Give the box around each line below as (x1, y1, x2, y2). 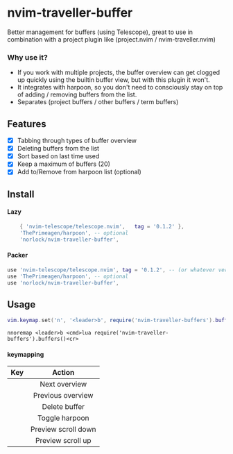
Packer (7, 251, 28, 260)
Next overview (40, 380, 87, 389)
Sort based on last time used (17, 152, 100, 160)
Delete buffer (42, 402, 85, 412)
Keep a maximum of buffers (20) (17, 160, 111, 168)
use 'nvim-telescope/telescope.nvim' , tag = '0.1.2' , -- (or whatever (7, 266, 216, 274)
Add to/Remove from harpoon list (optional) (17, 168, 142, 176)
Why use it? (7, 52, 49, 62)
